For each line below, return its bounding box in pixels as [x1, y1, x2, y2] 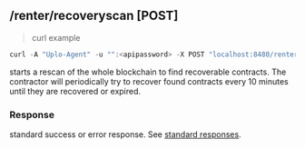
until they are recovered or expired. [9, 85, 142, 96]
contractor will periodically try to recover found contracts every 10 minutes [9, 75, 289, 86]
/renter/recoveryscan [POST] [9, 8, 179, 24]
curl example [31, 32, 81, 43]
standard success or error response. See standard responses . [9, 128, 242, 140]
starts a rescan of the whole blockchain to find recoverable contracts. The [9, 66, 287, 77]
